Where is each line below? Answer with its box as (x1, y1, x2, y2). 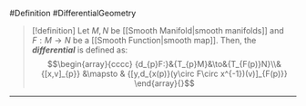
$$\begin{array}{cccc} (46, 59, 134, 69)
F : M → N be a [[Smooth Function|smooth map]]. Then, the (31, 35, 257, 45)
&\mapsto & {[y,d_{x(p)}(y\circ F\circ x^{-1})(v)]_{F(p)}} (81, 68, 289, 79)
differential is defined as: (31, 44, 128, 55)
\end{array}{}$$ (133, 78, 195, 89)
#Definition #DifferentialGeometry (9, 8, 137, 18)
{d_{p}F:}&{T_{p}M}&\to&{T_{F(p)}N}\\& (135, 59, 282, 69)
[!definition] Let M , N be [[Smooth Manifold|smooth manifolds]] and (31, 25, 284, 35)
